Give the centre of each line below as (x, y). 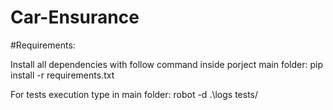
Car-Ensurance (75, 17)
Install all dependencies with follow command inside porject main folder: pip (166, 64)
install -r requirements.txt (62, 75)
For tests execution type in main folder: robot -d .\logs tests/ (134, 94)
